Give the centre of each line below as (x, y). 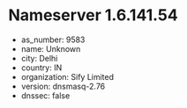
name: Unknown (51, 48)
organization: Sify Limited (67, 76)
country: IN (41, 68)
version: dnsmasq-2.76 (63, 86)
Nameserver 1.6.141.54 (93, 15)
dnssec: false (45, 95)
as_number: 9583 (53, 40)
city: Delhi (39, 58)
